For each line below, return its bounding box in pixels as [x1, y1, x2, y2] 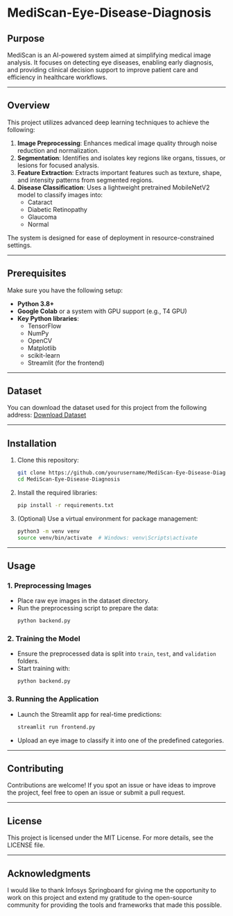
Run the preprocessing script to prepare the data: [17, 604, 159, 613]
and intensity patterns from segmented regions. [17, 176, 154, 184]
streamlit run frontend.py [17, 724, 96, 731]
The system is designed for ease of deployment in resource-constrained [7, 233, 214, 242]
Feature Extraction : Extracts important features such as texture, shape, [17, 168, 222, 176]
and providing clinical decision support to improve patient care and [7, 66, 199, 74]
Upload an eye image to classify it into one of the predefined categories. [17, 736, 224, 744]
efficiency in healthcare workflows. [7, 73, 107, 81]
